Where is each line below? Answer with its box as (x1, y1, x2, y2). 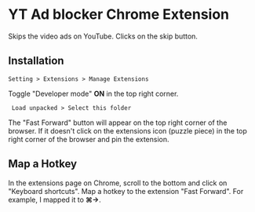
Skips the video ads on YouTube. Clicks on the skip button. (8, 31, 199, 41)
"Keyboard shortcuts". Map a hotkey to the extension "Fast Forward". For (8, 186, 244, 196)
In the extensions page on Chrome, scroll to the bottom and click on (8, 178, 228, 188)
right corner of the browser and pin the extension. (8, 134, 170, 144)
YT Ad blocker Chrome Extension (8, 5, 230, 24)
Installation (8, 54, 64, 68)
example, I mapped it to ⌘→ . (8, 195, 102, 204)
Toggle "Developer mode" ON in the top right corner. (8, 89, 179, 98)
